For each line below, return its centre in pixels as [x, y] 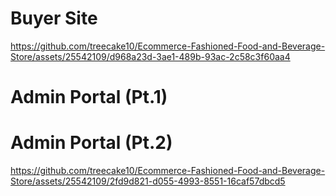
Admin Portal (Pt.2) [91, 143]
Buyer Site [54, 18]
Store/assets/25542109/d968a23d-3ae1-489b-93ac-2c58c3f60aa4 [150, 56]
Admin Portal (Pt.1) [89, 97]
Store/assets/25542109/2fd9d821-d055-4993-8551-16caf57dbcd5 [148, 181]
